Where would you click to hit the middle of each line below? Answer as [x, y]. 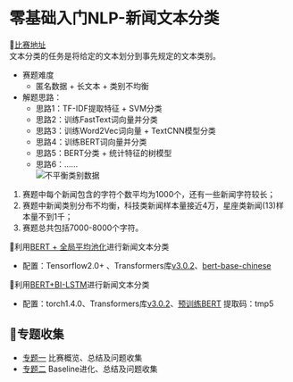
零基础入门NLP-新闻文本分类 [114, 18]
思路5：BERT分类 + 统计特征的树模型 [104, 153]
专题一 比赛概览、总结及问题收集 [82, 357]
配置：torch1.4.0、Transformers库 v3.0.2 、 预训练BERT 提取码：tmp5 [148, 303]
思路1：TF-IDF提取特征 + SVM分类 [99, 108]
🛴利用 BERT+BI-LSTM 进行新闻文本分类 [80, 284]
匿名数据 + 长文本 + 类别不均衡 [92, 86]
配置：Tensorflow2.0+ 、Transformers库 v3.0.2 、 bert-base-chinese [146, 265]
